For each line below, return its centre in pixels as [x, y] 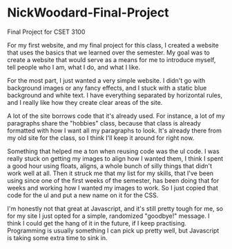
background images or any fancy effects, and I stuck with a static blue [107, 88]
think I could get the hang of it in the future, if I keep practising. [97, 223]
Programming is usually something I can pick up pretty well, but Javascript [113, 230]
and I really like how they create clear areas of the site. [85, 102]
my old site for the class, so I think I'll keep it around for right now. [101, 138]
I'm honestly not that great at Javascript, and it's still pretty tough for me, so [115, 208]
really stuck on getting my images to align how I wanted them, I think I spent [115, 158]
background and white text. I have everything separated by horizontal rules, [115, 95]
